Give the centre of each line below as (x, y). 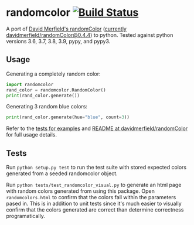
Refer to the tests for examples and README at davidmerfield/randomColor (97, 128)
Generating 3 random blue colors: (47, 107)
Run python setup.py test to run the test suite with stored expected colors (96, 168)
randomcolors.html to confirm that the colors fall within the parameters (91, 197)
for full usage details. (32, 135)
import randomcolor (30, 84)
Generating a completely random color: (53, 74)
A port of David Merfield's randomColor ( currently (67, 29)
